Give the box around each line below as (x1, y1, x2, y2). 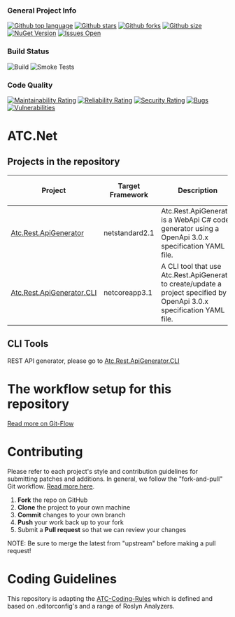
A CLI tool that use (160, 261, 222, 271)
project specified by (160, 287, 227, 297)
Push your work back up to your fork (17, 518, 124, 526)
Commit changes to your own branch (17, 510, 126, 519)
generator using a (160, 223, 220, 233)
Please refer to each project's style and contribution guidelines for (7, 467, 198, 475)
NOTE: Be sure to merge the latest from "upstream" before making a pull (7, 539, 216, 548)
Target (117, 181, 141, 191)
